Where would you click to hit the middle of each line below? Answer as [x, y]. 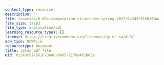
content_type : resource [29, 10]
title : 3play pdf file [28, 50]
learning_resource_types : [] [35, 32]
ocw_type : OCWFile [24, 42]
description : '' [21, 14]
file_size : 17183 [23, 23]
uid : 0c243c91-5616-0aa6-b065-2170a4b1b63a [50, 55]
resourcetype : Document [29, 46]
